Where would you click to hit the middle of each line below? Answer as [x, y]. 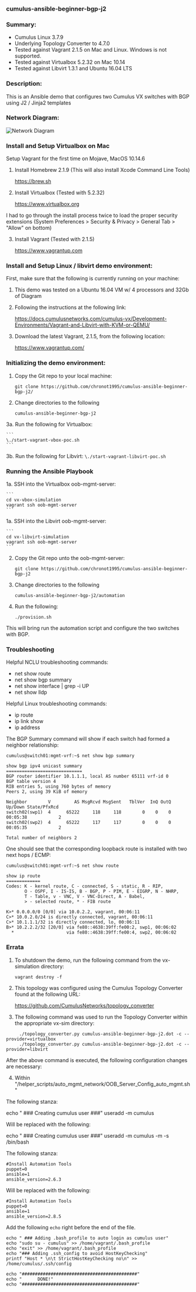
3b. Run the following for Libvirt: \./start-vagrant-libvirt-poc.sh [86, 456]
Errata [15, 947]
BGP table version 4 [31, 782]
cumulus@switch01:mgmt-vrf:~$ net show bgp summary [70, 756]
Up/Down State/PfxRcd [32, 807]
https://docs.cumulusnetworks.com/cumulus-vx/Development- [91, 319]
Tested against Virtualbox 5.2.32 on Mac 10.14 [70, 62]
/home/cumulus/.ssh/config [39, 1264]
